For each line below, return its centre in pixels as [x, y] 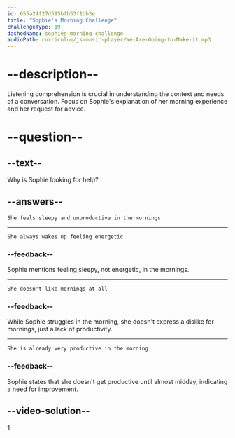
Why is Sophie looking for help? [53, 180]
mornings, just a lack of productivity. [60, 329]
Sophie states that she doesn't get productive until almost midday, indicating [117, 381]
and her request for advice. [47, 109]
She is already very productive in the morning [78, 349]
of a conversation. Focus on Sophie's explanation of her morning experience [117, 102]
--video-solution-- [49, 411]
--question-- [45, 137]
